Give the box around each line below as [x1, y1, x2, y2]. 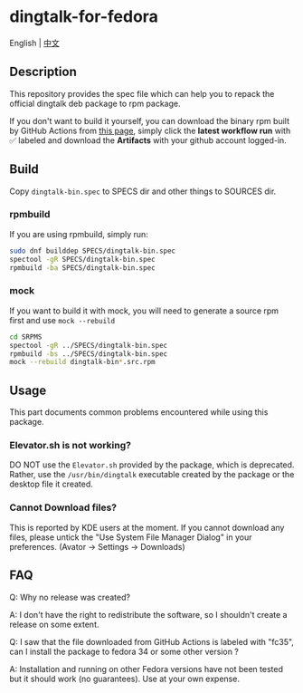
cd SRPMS [9, 332, 43, 342]
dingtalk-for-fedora [9, 6, 158, 27]
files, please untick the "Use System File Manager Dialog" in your [9, 532, 252, 543]
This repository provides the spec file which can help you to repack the [9, 88, 275, 99]
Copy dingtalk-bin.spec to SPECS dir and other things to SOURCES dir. [9, 186, 277, 197]
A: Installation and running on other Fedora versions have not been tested [9, 663, 283, 674]
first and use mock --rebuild [9, 314, 116, 325]
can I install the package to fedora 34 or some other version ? [9, 646, 240, 657]
